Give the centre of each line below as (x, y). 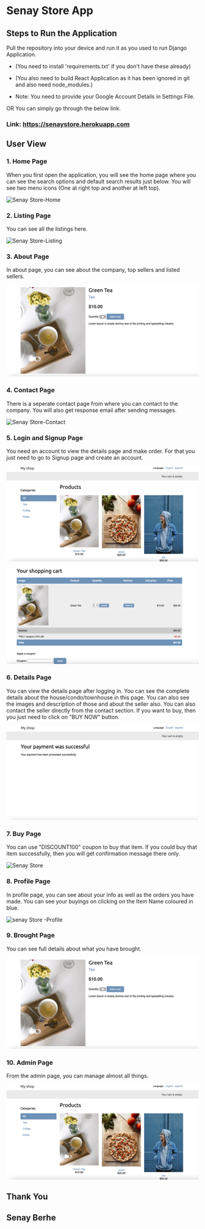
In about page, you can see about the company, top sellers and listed (93, 270)
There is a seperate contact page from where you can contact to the (92, 403)
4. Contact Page (31, 390)
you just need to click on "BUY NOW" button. (63, 717)
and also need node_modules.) (54, 84)
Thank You (27, 1197)
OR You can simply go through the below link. (63, 108)
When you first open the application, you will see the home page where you (101, 174)
